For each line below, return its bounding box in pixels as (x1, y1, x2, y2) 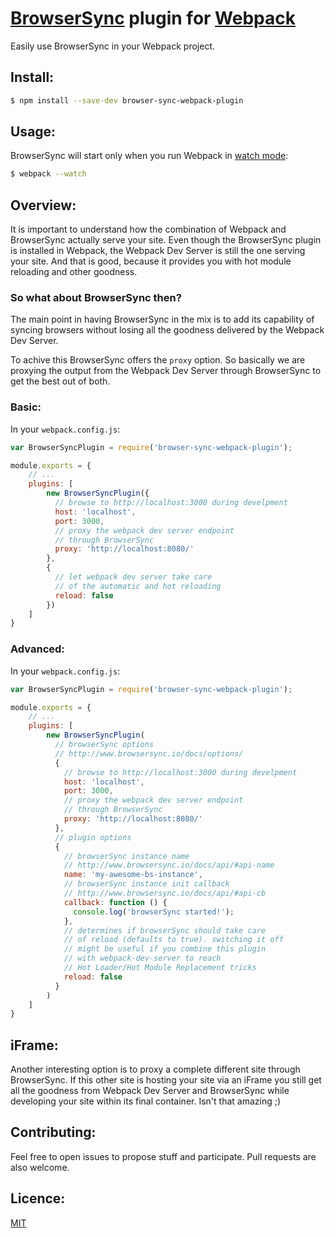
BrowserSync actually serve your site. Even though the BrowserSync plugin (10, 234, 322, 246)
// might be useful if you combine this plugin (63, 944, 267, 954)
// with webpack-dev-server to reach (63, 953, 222, 964)
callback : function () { (63, 897, 168, 907)
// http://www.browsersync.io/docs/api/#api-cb (63, 888, 267, 899)
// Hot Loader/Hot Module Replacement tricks (63, 963, 257, 973)
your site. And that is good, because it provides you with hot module (10, 255, 292, 267)
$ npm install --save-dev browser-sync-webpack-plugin (10, 95, 244, 106)
